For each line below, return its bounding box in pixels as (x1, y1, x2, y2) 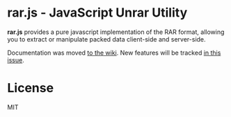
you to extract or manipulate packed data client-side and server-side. (7, 35, 207, 43)
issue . (7, 55, 24, 64)
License (7, 80, 54, 96)
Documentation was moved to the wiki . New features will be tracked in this (7, 48, 221, 57)
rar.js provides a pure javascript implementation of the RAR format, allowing (7, 28, 225, 36)
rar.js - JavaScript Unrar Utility (7, 5, 188, 21)
